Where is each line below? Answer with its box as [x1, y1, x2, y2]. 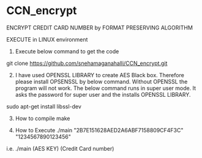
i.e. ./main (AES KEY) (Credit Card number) [6, 145, 114, 152]
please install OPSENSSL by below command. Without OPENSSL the [15, 78, 188, 85]
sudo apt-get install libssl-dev [6, 102, 81, 110]
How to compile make [15, 115, 70, 122]
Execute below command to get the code [15, 47, 119, 55]
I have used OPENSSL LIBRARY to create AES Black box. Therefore [15, 71, 185, 78]
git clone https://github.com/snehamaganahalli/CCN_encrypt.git [6, 59, 168, 67]
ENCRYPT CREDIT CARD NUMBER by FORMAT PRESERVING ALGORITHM [6, 24, 193, 31]
